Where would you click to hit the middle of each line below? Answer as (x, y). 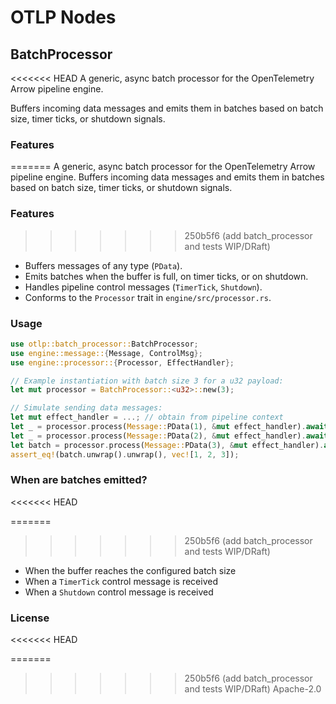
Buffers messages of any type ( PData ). (103, 265)
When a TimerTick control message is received (121, 581)
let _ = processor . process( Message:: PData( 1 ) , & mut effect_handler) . (158, 427)
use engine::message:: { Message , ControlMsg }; (106, 353)
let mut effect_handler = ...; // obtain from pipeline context (147, 417)
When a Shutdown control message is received (119, 592)
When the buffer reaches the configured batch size (130, 570)
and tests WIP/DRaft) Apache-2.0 (253, 689)
